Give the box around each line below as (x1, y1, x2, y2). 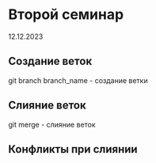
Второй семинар (8, 6, 124, 24)
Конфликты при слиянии (8, 142, 138, 156)
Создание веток (8, 55, 93, 68)
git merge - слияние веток (8, 119, 97, 129)
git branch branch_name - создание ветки (8, 75, 148, 85)
